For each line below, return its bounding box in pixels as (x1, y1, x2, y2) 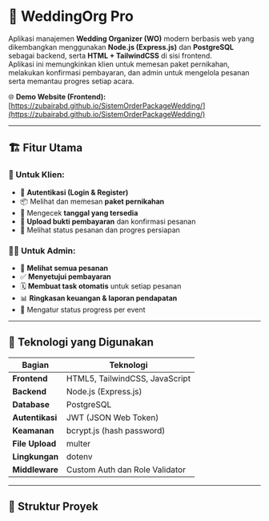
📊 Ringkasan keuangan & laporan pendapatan (19, 293, 178, 303)
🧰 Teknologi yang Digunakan (8, 336, 155, 349)
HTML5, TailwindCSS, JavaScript (66, 373, 191, 384)
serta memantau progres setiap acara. (8, 76, 134, 86)
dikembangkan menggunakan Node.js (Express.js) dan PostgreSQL (8, 42, 235, 51)
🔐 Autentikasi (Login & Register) (19, 188, 129, 197)
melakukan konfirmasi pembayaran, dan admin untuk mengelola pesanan (8, 67, 250, 77)
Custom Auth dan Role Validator (66, 464, 187, 475)
